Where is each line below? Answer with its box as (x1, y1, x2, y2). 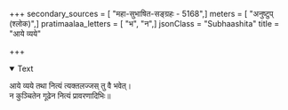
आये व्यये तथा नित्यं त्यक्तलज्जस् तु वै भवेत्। (9, 81, 132, 90)
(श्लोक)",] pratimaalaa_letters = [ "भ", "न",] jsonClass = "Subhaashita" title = (9, 19, 280, 28)
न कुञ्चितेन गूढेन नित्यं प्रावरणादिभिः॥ (9, 90, 111, 101)
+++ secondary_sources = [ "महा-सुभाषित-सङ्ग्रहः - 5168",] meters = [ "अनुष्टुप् (9, 9, 274, 19)
